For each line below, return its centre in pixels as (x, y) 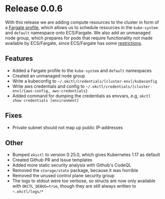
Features (19, 59)
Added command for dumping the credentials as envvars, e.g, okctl (81, 96)
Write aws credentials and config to (48, 86)
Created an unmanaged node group (49, 76)
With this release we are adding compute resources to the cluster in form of (82, 22)
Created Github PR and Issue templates (52, 160)
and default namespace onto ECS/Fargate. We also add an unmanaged (78, 33)
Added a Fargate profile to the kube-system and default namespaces (82, 70)
